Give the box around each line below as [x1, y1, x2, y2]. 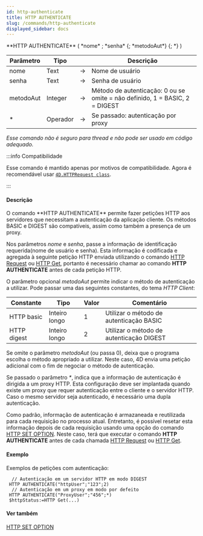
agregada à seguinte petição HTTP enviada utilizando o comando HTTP [6, 253, 185, 260]
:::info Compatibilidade [6, 152, 63, 160]
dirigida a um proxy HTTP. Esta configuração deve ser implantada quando [6, 380, 190, 387]
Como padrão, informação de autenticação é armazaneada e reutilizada [6, 412, 185, 419]
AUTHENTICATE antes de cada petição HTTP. [6, 266, 122, 274]
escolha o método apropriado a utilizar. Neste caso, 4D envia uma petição [6, 356, 190, 363]
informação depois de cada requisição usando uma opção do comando [6, 424, 184, 431]
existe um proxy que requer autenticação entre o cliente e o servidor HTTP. [6, 387, 195, 394]
